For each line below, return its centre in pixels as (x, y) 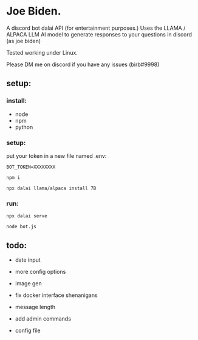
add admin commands (43, 319)
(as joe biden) (24, 41)
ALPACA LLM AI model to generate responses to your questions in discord (99, 34)
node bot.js (21, 227)
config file (28, 331)
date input (28, 260)
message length (35, 307)
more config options (40, 272)
